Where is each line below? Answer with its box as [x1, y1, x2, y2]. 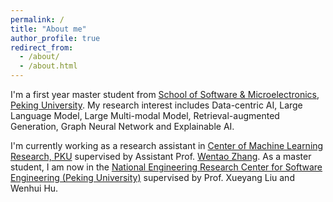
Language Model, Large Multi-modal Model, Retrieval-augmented [10, 110, 280, 121]
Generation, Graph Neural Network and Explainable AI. [10, 121, 235, 132]
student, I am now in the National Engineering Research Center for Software [10, 161, 323, 173]
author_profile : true [10, 33, 101, 43]
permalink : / [10, 14, 65, 25]
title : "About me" [10, 24, 87, 34]
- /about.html [19, 61, 78, 71]
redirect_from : [10, 42, 74, 53]
